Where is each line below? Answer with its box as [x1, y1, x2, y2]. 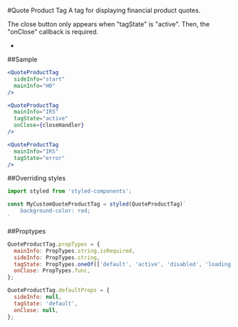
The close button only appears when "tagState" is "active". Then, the [7, 20, 210, 28]
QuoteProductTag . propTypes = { [7, 241, 100, 248]
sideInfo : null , [14, 293, 62, 301]
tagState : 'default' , [14, 300, 78, 307]
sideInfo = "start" [14, 75, 66, 83]
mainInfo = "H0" [14, 82, 56, 89]
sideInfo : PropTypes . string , [14, 253, 100, 261]
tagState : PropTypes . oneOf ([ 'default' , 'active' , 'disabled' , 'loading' [14, 261, 234, 268]
